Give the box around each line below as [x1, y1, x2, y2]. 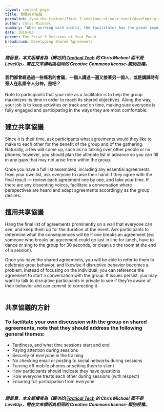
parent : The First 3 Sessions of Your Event [5, 35, 97, 40]
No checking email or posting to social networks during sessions [12, 358, 143, 363]
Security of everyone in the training [12, 352, 83, 358]
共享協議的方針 [5, 304, 50, 312]
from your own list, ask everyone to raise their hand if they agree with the [5, 172, 152, 178]
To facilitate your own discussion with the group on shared [5, 318, 147, 325]
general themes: [5, 331, 45, 337]
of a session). [5, 247, 33, 253]
